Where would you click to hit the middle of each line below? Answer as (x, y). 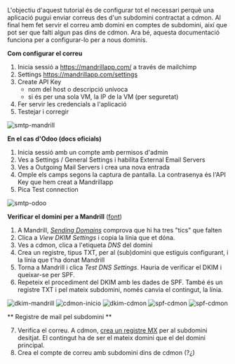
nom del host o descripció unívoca (78, 89)
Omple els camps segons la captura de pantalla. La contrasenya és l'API (121, 175)
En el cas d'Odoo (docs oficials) (54, 139)
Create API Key (39, 82)
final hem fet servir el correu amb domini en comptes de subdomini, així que (117, 25)
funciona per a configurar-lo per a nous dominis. (78, 40)
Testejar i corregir (43, 112)
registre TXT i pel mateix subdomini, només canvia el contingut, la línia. (120, 289)
